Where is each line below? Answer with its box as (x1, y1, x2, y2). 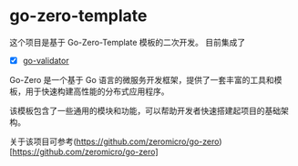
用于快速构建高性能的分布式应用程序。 (25, 86, 170, 97)
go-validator (22, 55, 70, 66)
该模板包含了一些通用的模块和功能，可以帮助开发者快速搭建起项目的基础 (9, 106, 281, 116)
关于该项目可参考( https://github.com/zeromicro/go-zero (9, 136, 220, 147)
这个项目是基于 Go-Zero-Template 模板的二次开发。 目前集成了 (9, 36, 246, 47)
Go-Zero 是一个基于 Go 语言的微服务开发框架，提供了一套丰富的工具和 (9, 75, 275, 85)
